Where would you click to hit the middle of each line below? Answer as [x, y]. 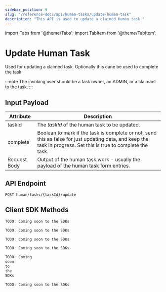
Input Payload [27, 102]
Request [17, 160]
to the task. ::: [19, 87]
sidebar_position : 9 [26, 10]
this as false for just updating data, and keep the [93, 139]
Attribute [20, 117]
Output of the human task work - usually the [89, 160]
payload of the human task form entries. [83, 166]
